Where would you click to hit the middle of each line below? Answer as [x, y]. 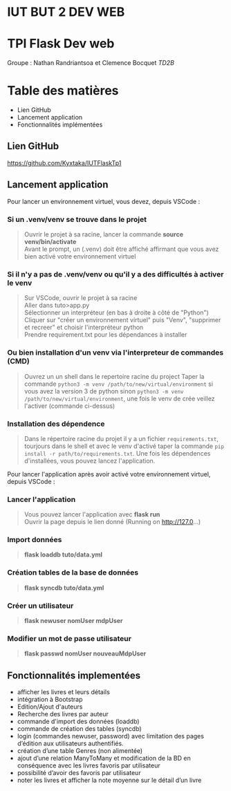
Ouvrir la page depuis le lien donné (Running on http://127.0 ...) [112, 522]
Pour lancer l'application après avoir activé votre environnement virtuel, [109, 474]
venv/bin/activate [50, 241]
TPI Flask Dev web [61, 44]
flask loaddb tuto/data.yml [63, 555]
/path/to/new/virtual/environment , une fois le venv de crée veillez [120, 398]
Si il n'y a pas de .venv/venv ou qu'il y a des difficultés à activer [115, 274]
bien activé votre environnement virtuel [80, 256]
